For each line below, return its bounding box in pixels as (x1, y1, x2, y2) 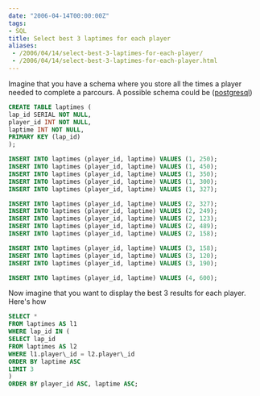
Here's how (8, 297, 47, 306)
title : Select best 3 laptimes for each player (8, 34, 171, 43)
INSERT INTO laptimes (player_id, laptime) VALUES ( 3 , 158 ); (8, 244, 218, 252)
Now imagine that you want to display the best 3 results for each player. (8, 288, 247, 298)
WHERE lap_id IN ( (8, 327, 70, 336)
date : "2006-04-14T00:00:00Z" (8, 11, 110, 20)
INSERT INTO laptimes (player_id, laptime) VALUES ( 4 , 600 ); (8, 273, 218, 282)
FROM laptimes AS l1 (8, 320, 78, 328)
